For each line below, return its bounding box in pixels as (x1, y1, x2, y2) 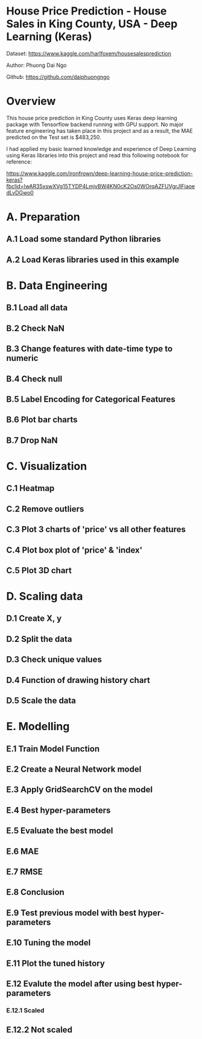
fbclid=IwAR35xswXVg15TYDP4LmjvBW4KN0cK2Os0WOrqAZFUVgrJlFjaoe (6, 182, 195, 189)
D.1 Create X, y (6, 614, 62, 624)
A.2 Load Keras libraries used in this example (6, 255, 180, 265)
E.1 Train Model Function (6, 743, 100, 754)
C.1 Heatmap (6, 483, 55, 494)
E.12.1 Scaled (6, 1006, 45, 1014)
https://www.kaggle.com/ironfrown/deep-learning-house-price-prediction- (6, 170, 193, 177)
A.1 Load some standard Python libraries (6, 234, 162, 244)
